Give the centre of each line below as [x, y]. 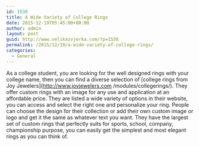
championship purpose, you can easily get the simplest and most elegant [96, 130]
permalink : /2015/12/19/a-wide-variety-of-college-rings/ [80, 45]
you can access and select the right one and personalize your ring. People [98, 104]
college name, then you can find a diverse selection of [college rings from [97, 79]
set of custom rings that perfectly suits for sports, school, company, [90, 123]
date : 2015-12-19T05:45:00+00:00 [48, 23]
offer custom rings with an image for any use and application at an [88, 92]
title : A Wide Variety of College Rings [57, 17]
